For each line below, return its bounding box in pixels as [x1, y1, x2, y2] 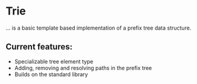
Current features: [5, 42, 73, 52]
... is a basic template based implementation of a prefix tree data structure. [5, 24, 192, 31]
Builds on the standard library [14, 71, 88, 78]
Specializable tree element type [14, 57, 94, 65]
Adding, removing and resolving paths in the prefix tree [14, 64, 152, 71]
